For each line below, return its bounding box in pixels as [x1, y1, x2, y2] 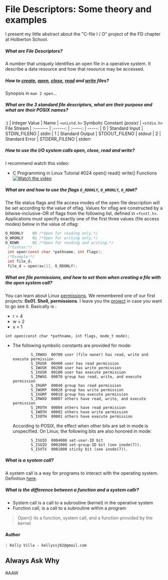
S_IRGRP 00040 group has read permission [31, 383, 122, 388]
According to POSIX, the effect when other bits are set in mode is [12, 423, 148, 429]
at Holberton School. [5, 36, 48, 42]
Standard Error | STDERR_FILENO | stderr [5, 136, 91, 142]
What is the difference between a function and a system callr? [5, 487, 139, 493]
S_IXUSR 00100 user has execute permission [31, 370, 126, 375]
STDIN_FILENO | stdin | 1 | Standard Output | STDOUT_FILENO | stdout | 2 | [5, 130, 161, 137]
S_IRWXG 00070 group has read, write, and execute [31, 374, 142, 379]
